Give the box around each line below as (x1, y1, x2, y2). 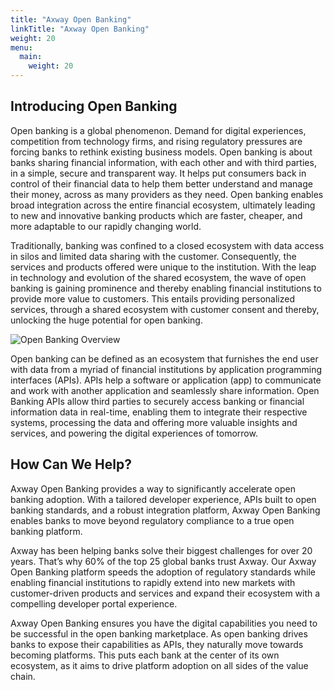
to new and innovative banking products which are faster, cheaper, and (10, 209, 303, 221)
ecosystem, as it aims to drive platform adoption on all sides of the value (10, 659, 309, 671)
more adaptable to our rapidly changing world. (10, 220, 202, 232)
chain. (10, 670, 36, 682)
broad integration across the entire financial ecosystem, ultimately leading (10, 199, 316, 211)
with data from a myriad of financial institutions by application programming (10, 363, 323, 375)
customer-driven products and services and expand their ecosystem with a (10, 587, 321, 599)
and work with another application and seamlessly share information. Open (10, 384, 320, 396)
